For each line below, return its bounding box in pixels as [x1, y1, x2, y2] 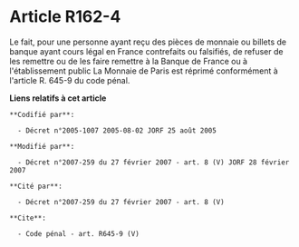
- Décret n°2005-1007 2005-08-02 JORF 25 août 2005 [17, 125, 217, 135]
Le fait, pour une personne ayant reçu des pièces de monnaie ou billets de [9, 36, 287, 47]
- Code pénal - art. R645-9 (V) [17, 229, 140, 238]
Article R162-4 [9, 6, 121, 27]
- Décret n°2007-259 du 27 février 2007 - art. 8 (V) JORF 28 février [17, 157, 290, 167]
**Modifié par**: [9, 142, 75, 151]
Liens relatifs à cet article [9, 93, 107, 104]
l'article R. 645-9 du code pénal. [9, 74, 130, 85]
